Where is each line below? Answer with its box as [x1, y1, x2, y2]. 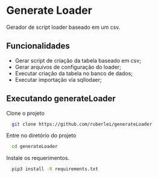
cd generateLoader [11, 144, 58, 150]
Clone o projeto [6, 109, 45, 117]
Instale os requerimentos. [6, 155, 70, 162]
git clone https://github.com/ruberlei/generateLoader [11, 121, 153, 127]
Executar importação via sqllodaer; [14, 76, 102, 83]
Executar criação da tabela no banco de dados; [14, 70, 133, 77]
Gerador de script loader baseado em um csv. [6, 23, 121, 31]
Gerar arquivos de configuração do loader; [14, 63, 122, 70]
